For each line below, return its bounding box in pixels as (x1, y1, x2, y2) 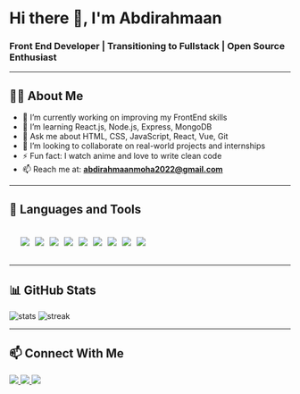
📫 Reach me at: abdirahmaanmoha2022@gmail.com (21, 164, 223, 175)
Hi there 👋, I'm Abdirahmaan (9, 8, 222, 29)
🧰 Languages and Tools (9, 201, 142, 217)
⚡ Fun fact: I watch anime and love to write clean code (21, 151, 222, 162)
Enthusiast (9, 51, 57, 63)
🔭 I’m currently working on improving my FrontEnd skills (21, 112, 228, 123)
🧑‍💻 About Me (9, 88, 84, 104)
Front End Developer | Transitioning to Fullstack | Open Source (9, 40, 286, 53)
